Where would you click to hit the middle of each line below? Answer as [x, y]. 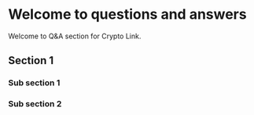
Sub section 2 [35, 104]
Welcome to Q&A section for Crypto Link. [75, 36]
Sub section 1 [34, 83]
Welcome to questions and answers [127, 14]
